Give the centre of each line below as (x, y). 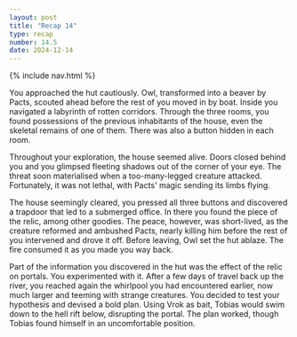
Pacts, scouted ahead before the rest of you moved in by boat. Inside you (144, 102)
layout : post (33, 17)
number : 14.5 (33, 42)
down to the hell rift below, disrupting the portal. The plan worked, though (144, 314)
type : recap (31, 34)
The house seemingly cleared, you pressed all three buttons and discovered (148, 203)
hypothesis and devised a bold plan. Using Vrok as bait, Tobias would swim (147, 305)
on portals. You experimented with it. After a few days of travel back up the (147, 277)
